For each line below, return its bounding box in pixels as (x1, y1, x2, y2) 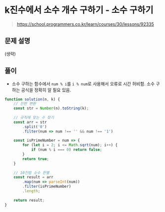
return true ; (22, 156, 49, 161)
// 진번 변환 (13, 101, 37, 106)
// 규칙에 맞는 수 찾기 (13, 115, 54, 120)
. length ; (22, 189, 41, 194)
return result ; (13, 198, 45, 203)
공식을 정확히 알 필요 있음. (21, 87, 71, 93)
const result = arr (13, 175, 54, 180)
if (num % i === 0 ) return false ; (31, 147, 102, 152)
